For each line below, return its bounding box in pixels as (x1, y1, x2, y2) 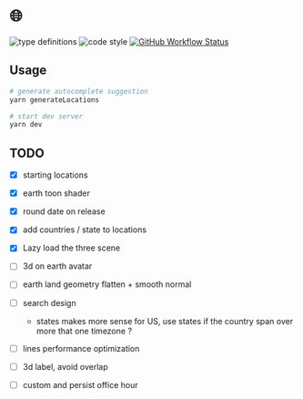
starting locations (22, 169, 88, 180)
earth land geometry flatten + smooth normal (22, 279, 192, 290)
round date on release (22, 206, 106, 217)
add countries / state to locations (22, 224, 147, 235)
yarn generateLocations (9, 95, 100, 105)
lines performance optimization (22, 343, 140, 353)
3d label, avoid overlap (22, 361, 109, 372)
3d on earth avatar (22, 261, 93, 271)
